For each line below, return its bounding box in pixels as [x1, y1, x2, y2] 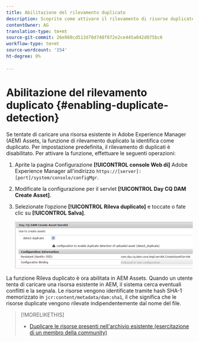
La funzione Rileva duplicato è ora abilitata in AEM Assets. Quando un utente [6, 274, 193, 282]
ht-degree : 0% [6, 53, 41, 59]
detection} [6, 111, 60, 124]
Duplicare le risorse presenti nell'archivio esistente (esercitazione [29, 322, 190, 330]
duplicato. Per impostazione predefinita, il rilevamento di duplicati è [6, 143, 171, 151]
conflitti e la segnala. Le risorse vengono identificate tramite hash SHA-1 [6, 287, 182, 294]
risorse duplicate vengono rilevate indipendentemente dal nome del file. [6, 299, 182, 306]
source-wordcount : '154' [6, 47, 68, 53]
